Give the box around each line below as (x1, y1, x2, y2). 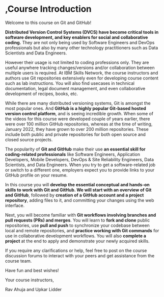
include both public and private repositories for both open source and (5, 131, 146, 137)
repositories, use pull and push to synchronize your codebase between (5, 222, 150, 228)
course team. (5, 258, 32, 264)
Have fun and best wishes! (5, 267, 59, 273)
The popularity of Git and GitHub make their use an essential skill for (5, 146, 146, 152)
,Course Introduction (5, 3, 92, 15)
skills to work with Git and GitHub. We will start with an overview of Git (5, 187, 152, 193)
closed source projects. (5, 136, 53, 143)
